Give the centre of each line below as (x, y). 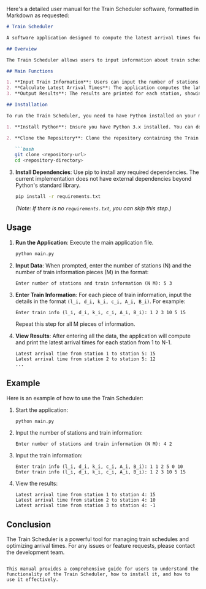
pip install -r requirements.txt (58, 197)
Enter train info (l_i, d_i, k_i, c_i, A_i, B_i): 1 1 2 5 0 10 (99, 467)
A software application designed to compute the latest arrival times (98, 38)
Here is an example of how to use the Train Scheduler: (75, 398)
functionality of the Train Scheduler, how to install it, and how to (98, 574)
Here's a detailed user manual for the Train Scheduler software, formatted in (103, 9)
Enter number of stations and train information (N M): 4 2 (93, 444)
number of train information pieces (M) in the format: (82, 272)
